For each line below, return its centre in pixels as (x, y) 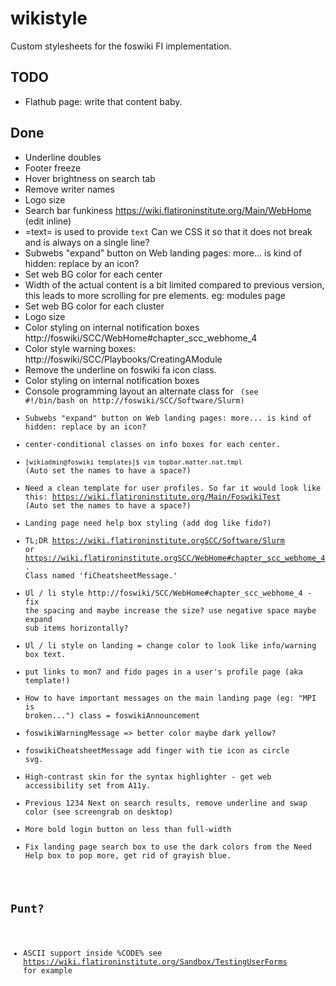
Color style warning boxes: (80, 348)
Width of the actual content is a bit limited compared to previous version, (174, 284)
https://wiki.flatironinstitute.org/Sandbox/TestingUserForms (155, 962)
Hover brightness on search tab (90, 178)
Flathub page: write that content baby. (103, 101)
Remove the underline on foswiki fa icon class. (120, 369)
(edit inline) (48, 221)
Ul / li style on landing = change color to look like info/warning (170, 645)
